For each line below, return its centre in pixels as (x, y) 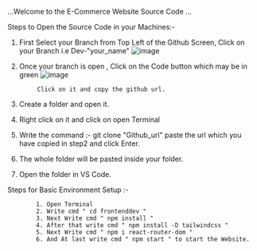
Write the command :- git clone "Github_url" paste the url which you (130, 135)
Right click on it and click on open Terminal (90, 120)
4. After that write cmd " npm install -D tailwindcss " (132, 226)
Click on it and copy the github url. (101, 89)
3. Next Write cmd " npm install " (95, 218)
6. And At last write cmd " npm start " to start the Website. (143, 239)
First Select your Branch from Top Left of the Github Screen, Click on (132, 42)
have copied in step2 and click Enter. (79, 143)
